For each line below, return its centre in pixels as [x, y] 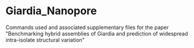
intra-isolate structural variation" [45, 40]
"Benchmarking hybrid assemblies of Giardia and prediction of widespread [97, 33]
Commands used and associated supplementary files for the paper [87, 27]
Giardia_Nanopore [51, 11]
